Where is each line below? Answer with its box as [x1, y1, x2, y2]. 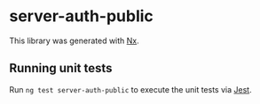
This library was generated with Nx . [9, 35, 139, 46]
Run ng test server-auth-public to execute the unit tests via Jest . [9, 84, 252, 94]
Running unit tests [9, 61, 113, 76]
